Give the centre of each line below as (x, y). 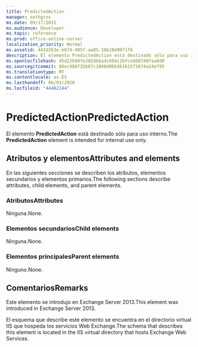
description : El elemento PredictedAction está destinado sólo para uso (97, 55)
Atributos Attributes (35, 200)
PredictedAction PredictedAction (88, 118)
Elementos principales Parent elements (63, 257)
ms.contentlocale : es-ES (37, 77)
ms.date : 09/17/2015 (32, 22)
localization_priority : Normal (44, 45)
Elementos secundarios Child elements (63, 229)
